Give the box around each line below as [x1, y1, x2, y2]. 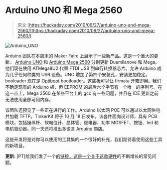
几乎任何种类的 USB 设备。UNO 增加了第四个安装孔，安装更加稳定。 [9, 71, 151, 77]
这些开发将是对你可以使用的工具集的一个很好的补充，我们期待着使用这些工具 [5, 136, 163, 142]
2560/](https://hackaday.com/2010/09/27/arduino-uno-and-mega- [17, 27, 156, 33]
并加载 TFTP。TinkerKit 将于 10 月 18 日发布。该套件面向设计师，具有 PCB [5, 113, 158, 119]
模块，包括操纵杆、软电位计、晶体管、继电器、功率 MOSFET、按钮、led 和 [5, 119, 159, 125]
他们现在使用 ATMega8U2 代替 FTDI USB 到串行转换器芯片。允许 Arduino [5, 65, 156, 71]
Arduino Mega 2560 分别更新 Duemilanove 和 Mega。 [49, 59, 160, 65]
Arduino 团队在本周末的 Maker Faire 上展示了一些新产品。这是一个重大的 [5, 53, 155, 59]
